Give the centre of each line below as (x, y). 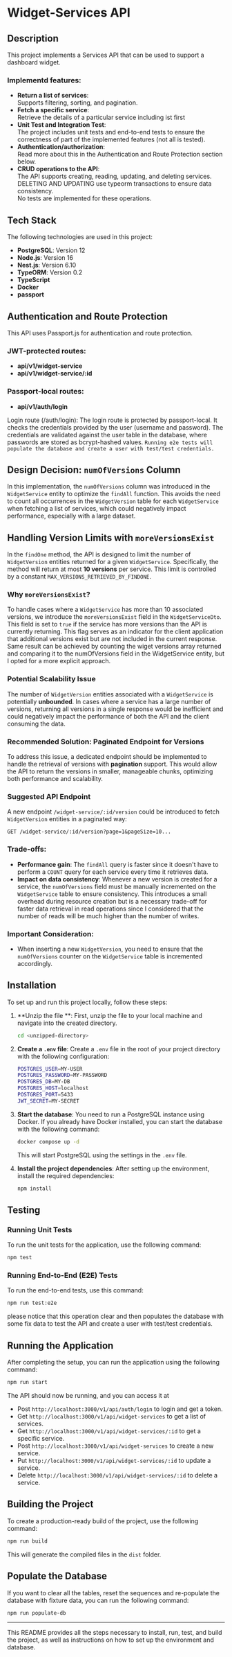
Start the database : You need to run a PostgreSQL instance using (111, 1114)
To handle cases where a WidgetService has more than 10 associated (105, 610)
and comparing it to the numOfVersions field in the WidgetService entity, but (116, 654)
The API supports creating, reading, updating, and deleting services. (114, 176)
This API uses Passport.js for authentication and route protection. (100, 333)
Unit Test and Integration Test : (61, 125)
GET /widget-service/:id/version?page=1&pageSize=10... (89, 832)
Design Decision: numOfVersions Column (94, 470)
